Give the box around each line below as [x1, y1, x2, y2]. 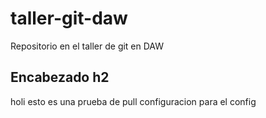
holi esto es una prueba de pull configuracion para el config [10, 95, 257, 107]
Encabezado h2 [10, 69, 110, 86]
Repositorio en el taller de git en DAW [10, 40, 165, 52]
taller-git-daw [10, 7, 128, 30]
